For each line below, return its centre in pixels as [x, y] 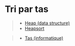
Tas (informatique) [44, 38]
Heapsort [34, 28]
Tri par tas [27, 9]
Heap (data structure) [47, 23]
